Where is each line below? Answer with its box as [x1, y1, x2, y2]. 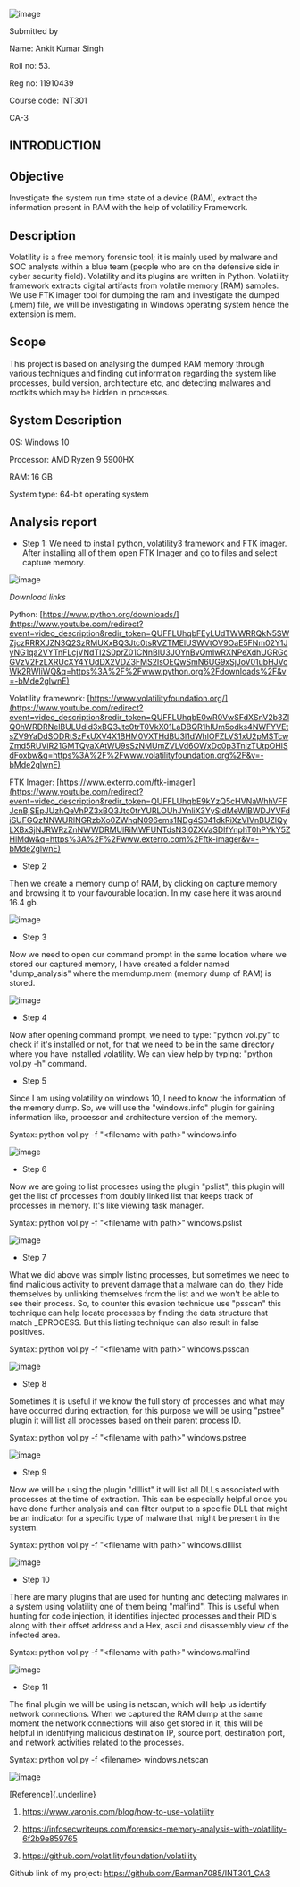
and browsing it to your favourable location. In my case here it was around [9, 888, 282, 898]
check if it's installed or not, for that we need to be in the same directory [9, 1039, 275, 1050]
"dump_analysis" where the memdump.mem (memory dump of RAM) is [9, 968, 272, 979]
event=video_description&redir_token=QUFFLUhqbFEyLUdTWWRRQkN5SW [9, 628, 290, 639]
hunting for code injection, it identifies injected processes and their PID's [9, 1611, 277, 1621]
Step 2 [21, 861, 47, 871]
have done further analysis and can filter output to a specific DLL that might [9, 1503, 287, 1514]
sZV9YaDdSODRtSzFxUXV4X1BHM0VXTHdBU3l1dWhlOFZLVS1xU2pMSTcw [9, 731, 289, 742]
